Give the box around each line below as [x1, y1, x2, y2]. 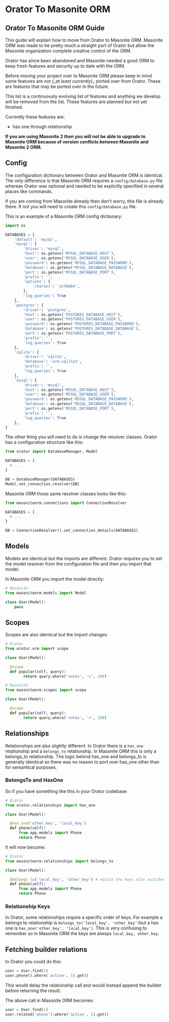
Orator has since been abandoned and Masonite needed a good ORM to [5, 58, 155, 64]
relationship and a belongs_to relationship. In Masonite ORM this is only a [5, 748, 157, 754]
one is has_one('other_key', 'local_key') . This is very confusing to [5, 925, 147, 931]
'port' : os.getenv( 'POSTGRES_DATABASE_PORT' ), [23, 331, 123, 336]
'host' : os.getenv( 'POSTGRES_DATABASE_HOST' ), [23, 312, 123, 317]
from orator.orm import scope [5, 646, 69, 652]
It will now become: [5, 844, 46, 850]
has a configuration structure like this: [5, 439, 84, 445]
